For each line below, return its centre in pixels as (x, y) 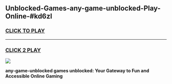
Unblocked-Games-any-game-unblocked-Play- (83, 8)
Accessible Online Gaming (34, 76)
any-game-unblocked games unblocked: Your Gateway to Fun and (77, 70)
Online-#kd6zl (29, 17)
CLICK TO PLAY (25, 31)
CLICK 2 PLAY (23, 50)
